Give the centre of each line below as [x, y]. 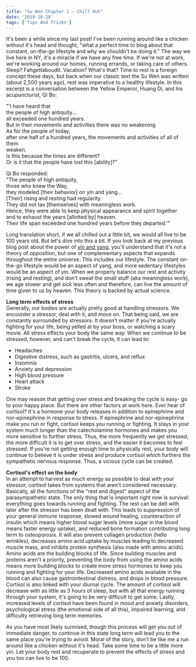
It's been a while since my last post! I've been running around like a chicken [97, 39]
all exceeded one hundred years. [46, 119]
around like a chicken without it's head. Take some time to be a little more [94, 646]
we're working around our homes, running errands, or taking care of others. [97, 64]
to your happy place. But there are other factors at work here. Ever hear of [96, 405]
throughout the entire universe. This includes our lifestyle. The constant [92, 259]
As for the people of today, [38, 131]
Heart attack [30, 381]
